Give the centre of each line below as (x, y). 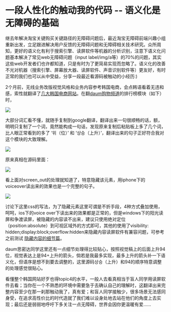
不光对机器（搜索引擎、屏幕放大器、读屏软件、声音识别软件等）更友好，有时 (85, 70)
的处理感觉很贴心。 (25, 268)
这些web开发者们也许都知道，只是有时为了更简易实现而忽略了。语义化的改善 (85, 64)
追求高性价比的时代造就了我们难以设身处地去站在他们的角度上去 (90, 298)
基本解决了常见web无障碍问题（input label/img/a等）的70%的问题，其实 (85, 57)
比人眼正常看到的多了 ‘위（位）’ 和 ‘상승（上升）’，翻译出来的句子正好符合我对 (85, 133)
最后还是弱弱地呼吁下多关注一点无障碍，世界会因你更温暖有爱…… (83, 304)
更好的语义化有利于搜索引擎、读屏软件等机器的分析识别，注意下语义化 (88, 51)
